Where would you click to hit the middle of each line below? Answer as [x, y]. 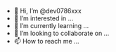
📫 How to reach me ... [46, 41]
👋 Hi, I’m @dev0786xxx [48, 11]
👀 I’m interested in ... [44, 18]
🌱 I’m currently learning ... [51, 26]
